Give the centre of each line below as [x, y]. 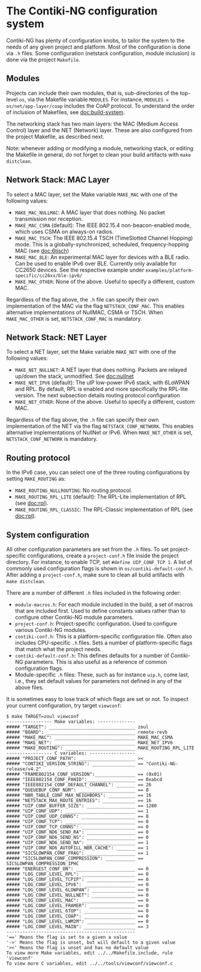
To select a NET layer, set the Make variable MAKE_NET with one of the [91, 352]
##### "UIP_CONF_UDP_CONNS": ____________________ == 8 [77, 816]
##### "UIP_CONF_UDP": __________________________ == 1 [77, 811]
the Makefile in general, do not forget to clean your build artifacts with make [99, 154]
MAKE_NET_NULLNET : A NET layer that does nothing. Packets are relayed [101, 370]
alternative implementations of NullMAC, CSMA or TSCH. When [85, 312]
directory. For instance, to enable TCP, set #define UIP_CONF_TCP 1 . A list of [99, 562]
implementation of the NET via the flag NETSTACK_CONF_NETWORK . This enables [100, 426]
